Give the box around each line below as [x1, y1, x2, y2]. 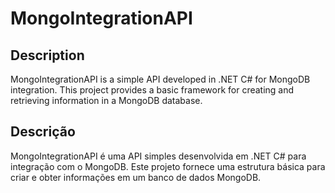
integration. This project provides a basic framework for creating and [10, 84, 295, 96]
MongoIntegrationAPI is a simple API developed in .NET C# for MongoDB [10, 73, 311, 85]
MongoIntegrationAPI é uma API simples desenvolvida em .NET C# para [10, 150, 307, 162]
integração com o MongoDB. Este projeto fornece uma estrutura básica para [10, 160, 326, 172]
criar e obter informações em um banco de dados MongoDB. [10, 171, 262, 183]
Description [10, 47, 85, 64]
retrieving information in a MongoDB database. [10, 95, 203, 106]
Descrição [10, 123, 76, 141]
